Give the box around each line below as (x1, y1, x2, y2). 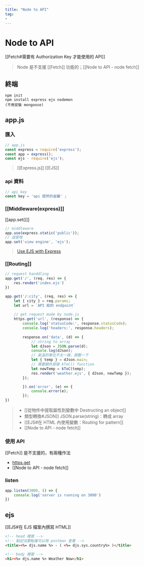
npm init (5, 93, 23, 98)
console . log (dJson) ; (31, 348, 73, 353)
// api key (5, 189, 27, 194)
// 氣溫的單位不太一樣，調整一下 (31, 353, 89, 358)
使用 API (5, 438, 25, 445)
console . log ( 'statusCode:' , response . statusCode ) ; (22, 321, 127, 326)
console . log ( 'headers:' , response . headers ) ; (22, 326, 114, 331)
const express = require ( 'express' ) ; (5, 147, 82, 152)
